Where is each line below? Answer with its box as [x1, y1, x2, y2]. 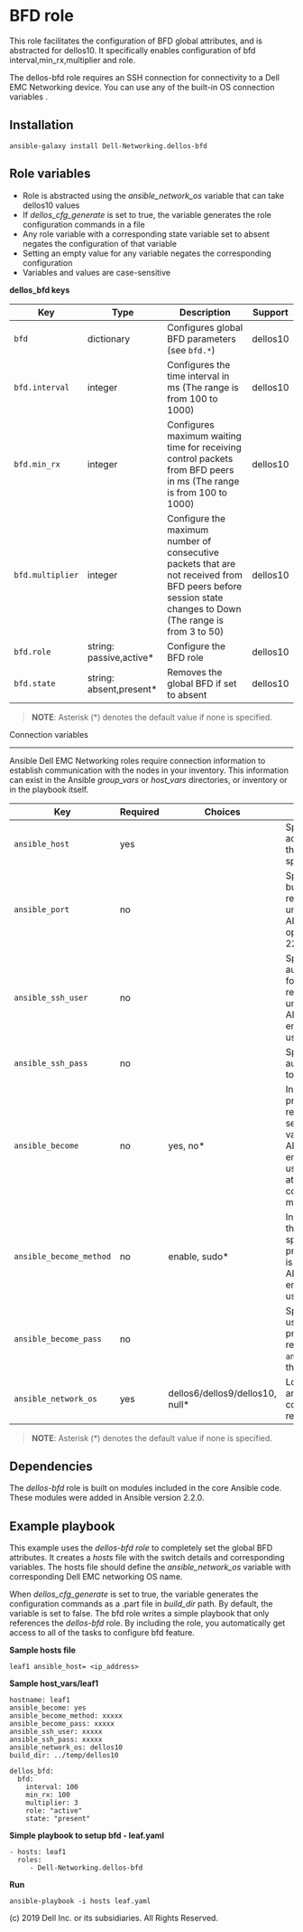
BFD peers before [166, 580, 243, 592]
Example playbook [9, 1518, 115, 1533]
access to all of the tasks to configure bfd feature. [9, 1627, 196, 1638]
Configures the [166, 358, 231, 371]
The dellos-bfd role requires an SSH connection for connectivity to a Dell [9, 71, 280, 82]
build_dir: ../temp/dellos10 [9, 1751, 119, 1760]
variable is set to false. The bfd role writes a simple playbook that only [9, 1608, 270, 1619]
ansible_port [14, 904, 70, 914]
